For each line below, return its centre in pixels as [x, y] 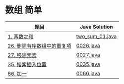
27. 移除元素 [22, 55]
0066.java [88, 73]
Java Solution [96, 27]
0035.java [88, 64]
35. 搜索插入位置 [27, 64]
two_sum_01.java [96, 36]
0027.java [88, 55]
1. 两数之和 [21, 37]
